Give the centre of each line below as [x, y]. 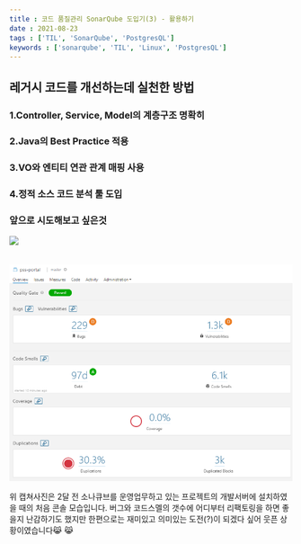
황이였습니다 [31, 531]
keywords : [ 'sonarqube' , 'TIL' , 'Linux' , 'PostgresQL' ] [118, 48]
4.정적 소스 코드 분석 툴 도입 [66, 194]
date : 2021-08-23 [44, 28]
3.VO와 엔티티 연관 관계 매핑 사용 [77, 168]
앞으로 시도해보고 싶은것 [58, 220]
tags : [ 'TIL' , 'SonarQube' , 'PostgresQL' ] [92, 38]
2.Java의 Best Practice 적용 [69, 141]
